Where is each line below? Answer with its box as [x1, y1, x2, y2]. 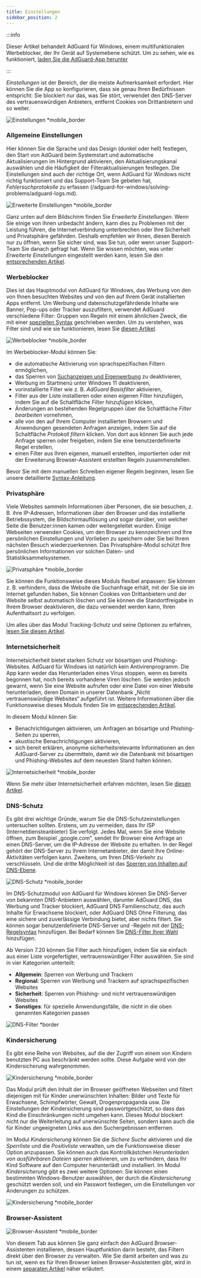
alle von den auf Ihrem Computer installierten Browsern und [14, 418, 163, 425]
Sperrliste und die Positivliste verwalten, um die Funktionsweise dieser [6, 1142, 181, 1150]
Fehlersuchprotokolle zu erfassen [6, 183, 89, 190]
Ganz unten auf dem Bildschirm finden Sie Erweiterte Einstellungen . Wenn [6, 213, 189, 220]
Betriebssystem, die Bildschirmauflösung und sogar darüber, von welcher [6, 516, 188, 523]
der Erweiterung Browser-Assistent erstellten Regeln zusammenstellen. [14, 456, 191, 464]
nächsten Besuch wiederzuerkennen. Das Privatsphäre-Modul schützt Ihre [6, 541, 191, 549]
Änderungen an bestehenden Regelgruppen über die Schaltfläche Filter [14, 405, 192, 412]
